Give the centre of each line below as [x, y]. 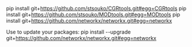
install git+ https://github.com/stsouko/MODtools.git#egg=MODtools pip [93, 15]
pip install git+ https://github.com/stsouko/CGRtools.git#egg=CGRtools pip [96, 8]
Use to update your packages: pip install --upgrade [69, 32]
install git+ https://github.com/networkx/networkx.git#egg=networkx [89, 21]
